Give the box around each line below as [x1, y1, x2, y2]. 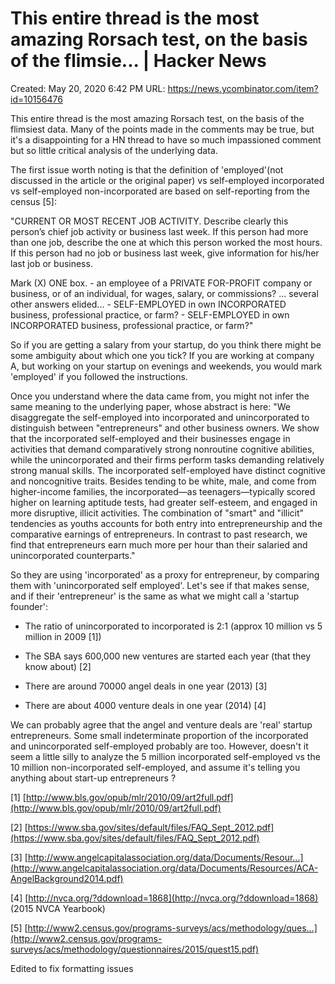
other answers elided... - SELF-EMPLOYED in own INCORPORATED [10, 298, 287, 310]
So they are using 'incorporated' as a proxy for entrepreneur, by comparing [10, 568, 320, 581]
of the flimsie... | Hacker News [10, 50, 267, 72]
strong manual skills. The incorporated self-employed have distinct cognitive [10, 464, 326, 476]
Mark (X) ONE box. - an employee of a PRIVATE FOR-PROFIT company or [10, 277, 313, 289]
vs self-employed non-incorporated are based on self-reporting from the [10, 185, 310, 197]
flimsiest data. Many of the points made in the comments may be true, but [10, 123, 315, 135]
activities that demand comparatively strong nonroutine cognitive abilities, [10, 443, 315, 455]
